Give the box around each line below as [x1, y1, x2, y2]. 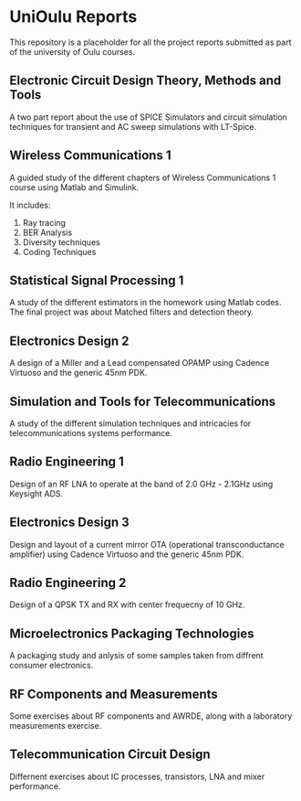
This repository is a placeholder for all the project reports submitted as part [9, 37, 292, 48]
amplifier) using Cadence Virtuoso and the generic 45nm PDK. [9, 549, 244, 560]
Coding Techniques [22, 246, 97, 257]
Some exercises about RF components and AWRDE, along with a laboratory [9, 710, 293, 721]
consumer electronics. [9, 660, 94, 671]
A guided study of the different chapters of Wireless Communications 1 [9, 172, 276, 183]
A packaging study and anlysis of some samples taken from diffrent [9, 650, 264, 661]
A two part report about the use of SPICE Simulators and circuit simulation [9, 112, 287, 123]
